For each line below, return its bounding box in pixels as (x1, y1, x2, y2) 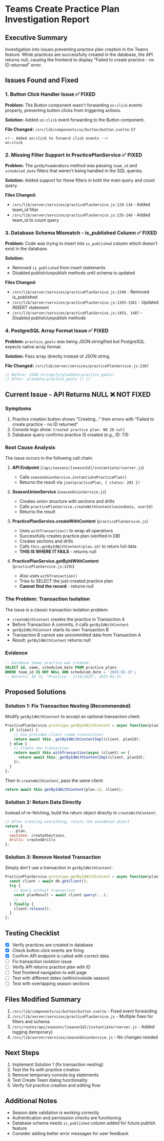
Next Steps (5, 1048, 40, 1057)
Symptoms (5, 405, 32, 412)
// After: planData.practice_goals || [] (5, 377, 91, 382)
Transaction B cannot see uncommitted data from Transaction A (12, 632, 141, 638)
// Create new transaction (14, 746, 69, 751)
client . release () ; (14, 906, 51, 911)
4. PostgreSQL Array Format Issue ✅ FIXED (5, 327, 109, 334)
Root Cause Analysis (5, 444, 56, 451)
